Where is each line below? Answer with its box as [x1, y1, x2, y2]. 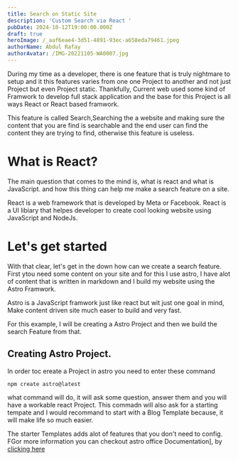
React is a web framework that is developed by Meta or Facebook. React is [7, 198, 227, 207]
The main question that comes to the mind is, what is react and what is [7, 177, 215, 186]
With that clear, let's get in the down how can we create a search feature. [7, 262, 222, 270]
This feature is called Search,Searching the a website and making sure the [7, 113, 225, 122]
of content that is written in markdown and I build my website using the [7, 277, 215, 285]
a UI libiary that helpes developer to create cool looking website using [7, 205, 212, 214]
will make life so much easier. [7, 415, 94, 424]
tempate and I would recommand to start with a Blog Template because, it [7, 408, 224, 417]
